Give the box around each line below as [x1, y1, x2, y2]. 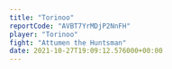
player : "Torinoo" [9, 30, 78, 39]
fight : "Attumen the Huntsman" [9, 38, 127, 47]
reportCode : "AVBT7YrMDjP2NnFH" [9, 22, 131, 30]
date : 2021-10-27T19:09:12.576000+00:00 [9, 47, 164, 56]
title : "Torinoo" [9, 13, 75, 22]
